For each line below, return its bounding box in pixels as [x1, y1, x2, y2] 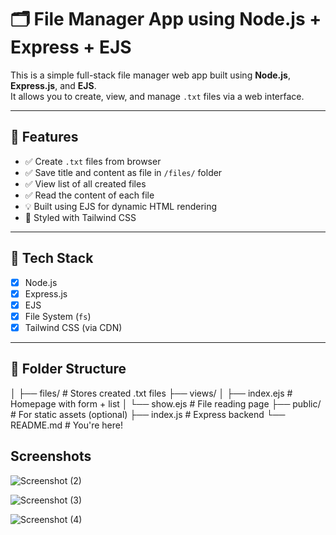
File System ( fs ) [24, 310, 92, 322]
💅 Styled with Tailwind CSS [24, 211, 137, 223]
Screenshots [10, 448, 92, 465]
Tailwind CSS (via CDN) [24, 321, 123, 333]
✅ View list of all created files [24, 177, 147, 190]
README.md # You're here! [10, 419, 123, 431]
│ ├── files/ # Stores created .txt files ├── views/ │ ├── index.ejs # [10, 387, 293, 399]
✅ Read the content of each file [24, 189, 155, 201]
